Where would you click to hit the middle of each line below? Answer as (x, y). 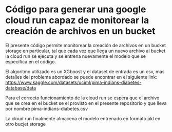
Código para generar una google (76, 9)
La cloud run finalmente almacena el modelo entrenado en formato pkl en (83, 118)
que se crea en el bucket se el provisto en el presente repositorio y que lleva (86, 103)
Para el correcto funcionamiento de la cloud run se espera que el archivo (82, 98)
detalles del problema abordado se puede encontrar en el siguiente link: (81, 77)
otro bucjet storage (26, 124)
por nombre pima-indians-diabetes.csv (47, 108)
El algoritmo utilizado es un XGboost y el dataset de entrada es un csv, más (85, 71)
